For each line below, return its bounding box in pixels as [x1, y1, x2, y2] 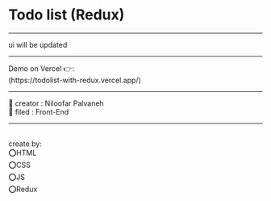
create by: [8, 139, 42, 149]
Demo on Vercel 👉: [8, 63, 75, 73]
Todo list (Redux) [8, 6, 125, 24]
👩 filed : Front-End [8, 107, 69, 116]
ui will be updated [8, 40, 68, 49]
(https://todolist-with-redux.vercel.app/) [8, 75, 141, 85]
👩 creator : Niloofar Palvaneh [8, 98, 105, 108]
